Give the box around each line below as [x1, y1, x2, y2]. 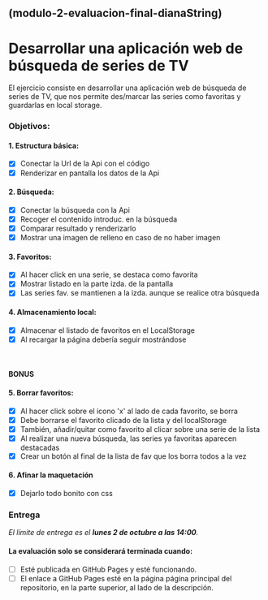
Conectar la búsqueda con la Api [19, 205, 130, 214]
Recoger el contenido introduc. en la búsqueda [19, 214, 178, 224]
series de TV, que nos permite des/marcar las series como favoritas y [8, 92, 241, 101]
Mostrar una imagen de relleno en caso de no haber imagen [19, 232, 221, 242]
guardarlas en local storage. [8, 101, 102, 110]
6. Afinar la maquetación [8, 470, 93, 480]
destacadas [19, 442, 60, 452]
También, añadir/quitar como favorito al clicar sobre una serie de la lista [19, 424, 261, 434]
